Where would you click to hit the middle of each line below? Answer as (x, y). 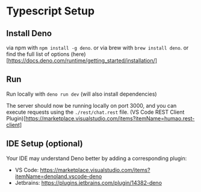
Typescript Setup (51, 11)
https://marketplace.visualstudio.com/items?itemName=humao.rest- (110, 118)
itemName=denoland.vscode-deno (58, 176)
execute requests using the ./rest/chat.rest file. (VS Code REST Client (95, 112)
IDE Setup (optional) (45, 144)
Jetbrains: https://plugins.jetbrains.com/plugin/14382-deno (88, 182)
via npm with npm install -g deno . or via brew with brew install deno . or (97, 48)
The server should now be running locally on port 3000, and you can (91, 105)
